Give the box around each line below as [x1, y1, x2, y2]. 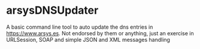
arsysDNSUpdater [6, 4, 99, 17]
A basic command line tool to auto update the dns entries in [6, 23, 153, 30]
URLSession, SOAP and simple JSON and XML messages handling [6, 36, 171, 43]
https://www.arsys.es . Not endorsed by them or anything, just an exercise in [6, 29, 194, 36]
